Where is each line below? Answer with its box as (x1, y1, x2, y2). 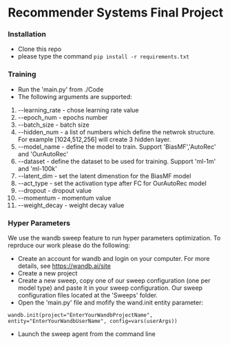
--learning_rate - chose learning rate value (17, 105, 139, 114)
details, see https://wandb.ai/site (17, 262, 111, 270)
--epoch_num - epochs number (17, 113, 108, 121)
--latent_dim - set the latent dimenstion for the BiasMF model (17, 171, 191, 180)
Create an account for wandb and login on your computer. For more (17, 255, 210, 263)
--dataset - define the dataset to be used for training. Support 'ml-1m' (17, 157, 216, 165)
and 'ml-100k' (17, 164, 57, 173)
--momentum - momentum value (17, 194, 112, 202)
